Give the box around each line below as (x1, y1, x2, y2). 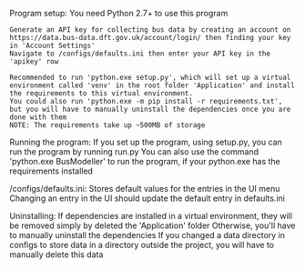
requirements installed (9, 165, 94, 176)
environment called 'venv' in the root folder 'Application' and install (9, 81, 296, 90)
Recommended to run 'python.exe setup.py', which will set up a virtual (9, 73, 291, 82)
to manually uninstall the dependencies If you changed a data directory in (9, 230, 285, 240)
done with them (9, 113, 67, 122)
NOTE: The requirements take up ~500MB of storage (9, 121, 206, 130)
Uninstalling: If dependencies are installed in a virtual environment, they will (9, 211, 293, 221)
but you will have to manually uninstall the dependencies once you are (9, 105, 291, 114)
